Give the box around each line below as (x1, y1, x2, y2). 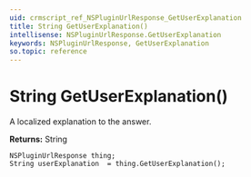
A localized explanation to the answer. (9, 116, 152, 127)
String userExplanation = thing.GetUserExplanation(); (9, 160, 226, 169)
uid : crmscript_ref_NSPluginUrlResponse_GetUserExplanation (9, 13, 243, 23)
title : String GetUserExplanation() (9, 22, 148, 31)
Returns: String (9, 133, 68, 145)
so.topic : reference (9, 47, 88, 56)
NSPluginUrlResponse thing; (9, 152, 116, 161)
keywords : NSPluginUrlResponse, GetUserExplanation (9, 38, 209, 48)
